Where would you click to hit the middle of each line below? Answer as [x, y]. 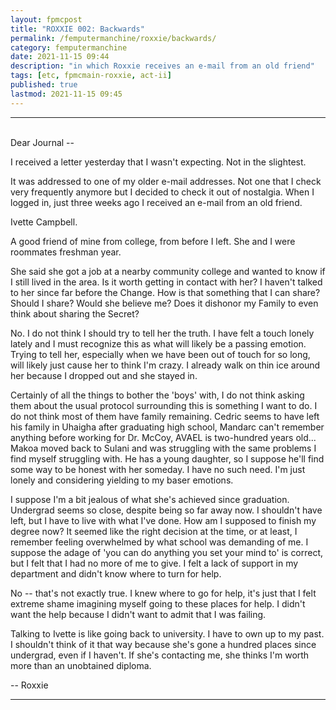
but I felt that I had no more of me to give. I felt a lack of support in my [154, 563]
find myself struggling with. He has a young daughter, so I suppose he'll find [167, 458]
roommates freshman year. [66, 252]
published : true [44, 85]
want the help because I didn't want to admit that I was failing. [138, 614]
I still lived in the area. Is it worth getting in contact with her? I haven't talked [166, 282]
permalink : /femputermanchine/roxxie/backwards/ [113, 38]
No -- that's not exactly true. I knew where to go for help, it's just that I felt [163, 593]
